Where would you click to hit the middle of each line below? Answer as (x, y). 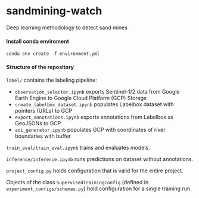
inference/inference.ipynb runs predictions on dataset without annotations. (100, 159)
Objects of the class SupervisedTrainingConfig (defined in (77, 182)
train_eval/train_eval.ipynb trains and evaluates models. (78, 148)
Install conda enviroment (38, 41)
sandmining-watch (54, 11)
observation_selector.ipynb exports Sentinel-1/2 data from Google (97, 92)
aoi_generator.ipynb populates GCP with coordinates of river (90, 130)
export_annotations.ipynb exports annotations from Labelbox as (94, 117)
